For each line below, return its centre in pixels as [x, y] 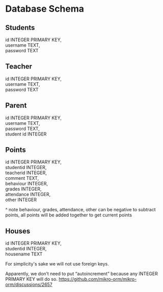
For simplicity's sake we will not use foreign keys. [57, 264]
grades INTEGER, [23, 189]
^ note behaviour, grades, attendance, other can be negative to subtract [81, 210]
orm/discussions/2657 [29, 284]
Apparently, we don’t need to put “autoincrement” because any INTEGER [81, 274]
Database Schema [45, 9]
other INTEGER [21, 200]
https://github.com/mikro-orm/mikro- [98, 279]
